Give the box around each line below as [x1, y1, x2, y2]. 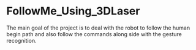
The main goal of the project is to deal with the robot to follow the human [6, 24, 190, 31]
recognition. [6, 37, 37, 44]
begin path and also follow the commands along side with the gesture [6, 30, 182, 37]
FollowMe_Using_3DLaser [6, 4, 140, 18]
